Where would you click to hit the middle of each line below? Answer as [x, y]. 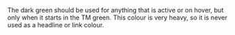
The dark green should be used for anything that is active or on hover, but [116, 10]
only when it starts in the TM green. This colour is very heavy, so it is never [117, 17]
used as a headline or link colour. [56, 25]
